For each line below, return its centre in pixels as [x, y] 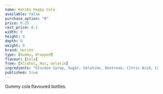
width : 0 [14, 32]
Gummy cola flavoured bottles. [36, 86]
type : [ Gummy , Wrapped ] [29, 55]
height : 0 [15, 37]
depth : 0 [14, 41]
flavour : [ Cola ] [21, 59]
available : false [23, 14]
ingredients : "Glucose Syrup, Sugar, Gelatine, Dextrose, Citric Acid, [79, 68]
